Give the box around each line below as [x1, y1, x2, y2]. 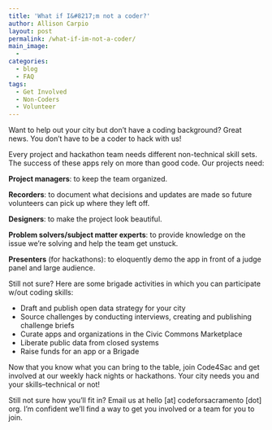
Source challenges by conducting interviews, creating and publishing [19, 312, 252, 322]
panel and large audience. [8, 263, 96, 273]
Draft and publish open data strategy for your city [19, 303, 186, 314]
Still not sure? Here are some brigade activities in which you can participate [8, 279, 261, 289]
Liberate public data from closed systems [19, 338, 160, 348]
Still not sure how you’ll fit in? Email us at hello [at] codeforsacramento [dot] [8, 396, 262, 406]
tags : [8, 80, 27, 88]
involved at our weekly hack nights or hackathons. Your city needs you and [8, 371, 260, 381]
